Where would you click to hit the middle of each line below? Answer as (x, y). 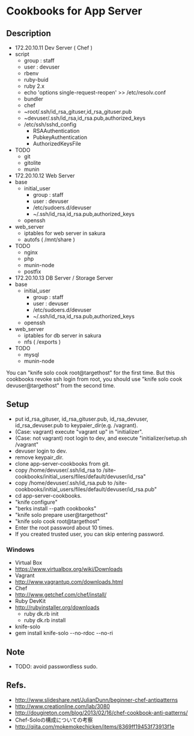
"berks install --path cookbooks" (56, 508)
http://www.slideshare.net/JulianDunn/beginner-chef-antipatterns (96, 700)
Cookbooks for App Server (74, 11)
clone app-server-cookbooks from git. (62, 463)
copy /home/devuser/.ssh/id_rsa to (58, 470)
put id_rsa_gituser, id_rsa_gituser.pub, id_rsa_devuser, (81, 419)
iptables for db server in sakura (62, 336)
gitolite (32, 163)
